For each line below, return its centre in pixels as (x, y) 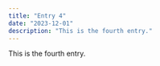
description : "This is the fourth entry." (80, 31)
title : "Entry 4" (37, 16)
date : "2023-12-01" (41, 23)
